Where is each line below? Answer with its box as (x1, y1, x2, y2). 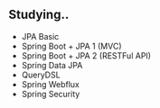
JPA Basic (21, 31, 60, 41)
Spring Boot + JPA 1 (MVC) (21, 40, 123, 51)
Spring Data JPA (21, 59, 83, 70)
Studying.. (8, 7, 70, 22)
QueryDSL (21, 69, 61, 80)
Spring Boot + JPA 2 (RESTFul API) (21, 49, 151, 61)
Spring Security (21, 88, 80, 99)
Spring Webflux (21, 78, 80, 89)
